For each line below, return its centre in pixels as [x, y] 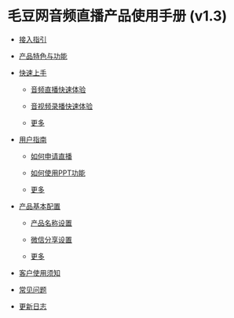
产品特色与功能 [43, 56]
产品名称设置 [51, 223]
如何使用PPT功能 [58, 173]
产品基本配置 [39, 206]
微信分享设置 [51, 239]
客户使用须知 [39, 272]
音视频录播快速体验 [62, 106]
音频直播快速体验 [58, 89]
